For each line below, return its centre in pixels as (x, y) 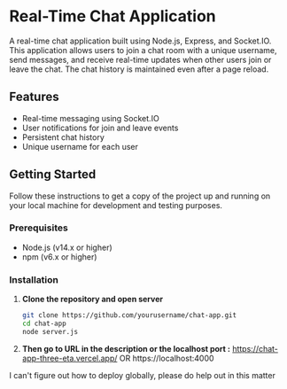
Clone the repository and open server (93, 300)
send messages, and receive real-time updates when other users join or (140, 59)
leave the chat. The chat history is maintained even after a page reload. (139, 69)
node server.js (50, 331)
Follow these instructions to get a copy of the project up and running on (140, 196)
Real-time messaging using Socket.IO (90, 118)
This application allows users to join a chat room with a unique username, (143, 50)
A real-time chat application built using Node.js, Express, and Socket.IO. (140, 41)
